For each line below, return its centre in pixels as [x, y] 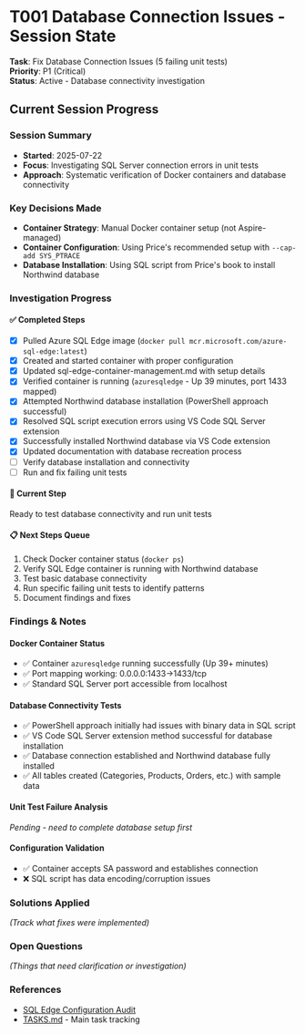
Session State [63, 36]
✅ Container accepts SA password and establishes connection [140, 868]
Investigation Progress [61, 298]
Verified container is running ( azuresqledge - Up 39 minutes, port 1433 [154, 381]
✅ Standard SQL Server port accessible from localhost [125, 684]
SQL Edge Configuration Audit [79, 1009]
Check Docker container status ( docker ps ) [103, 559]
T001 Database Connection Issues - [147, 17]
